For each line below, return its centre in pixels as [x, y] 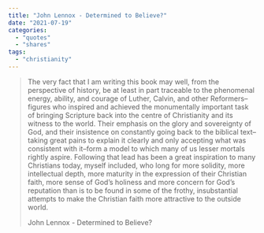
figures [39, 106]
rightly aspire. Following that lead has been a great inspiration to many [141, 157]
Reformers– [229, 98]
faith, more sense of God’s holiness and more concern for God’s [131, 182]
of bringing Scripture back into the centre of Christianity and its [130, 115]
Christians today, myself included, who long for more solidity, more [136, 165]
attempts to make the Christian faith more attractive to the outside [134, 198]
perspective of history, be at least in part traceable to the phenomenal [141, 90]
